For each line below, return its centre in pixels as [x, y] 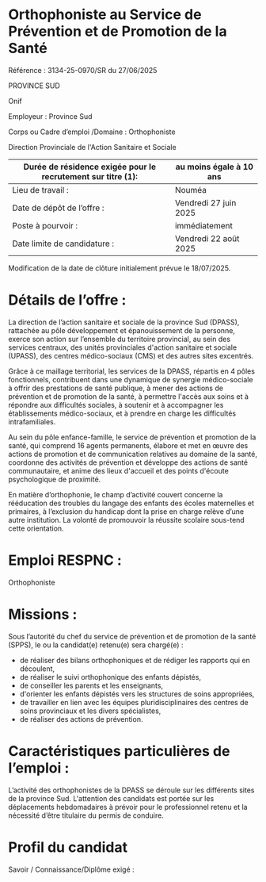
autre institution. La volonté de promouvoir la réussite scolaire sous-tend [127, 520]
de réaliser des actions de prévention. [81, 719]
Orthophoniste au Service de [105, 15]
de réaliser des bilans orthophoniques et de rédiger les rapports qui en [135, 660]
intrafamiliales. [32, 421]
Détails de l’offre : [67, 300]
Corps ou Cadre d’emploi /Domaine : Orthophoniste [92, 132]
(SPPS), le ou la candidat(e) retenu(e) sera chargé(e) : [96, 645]
